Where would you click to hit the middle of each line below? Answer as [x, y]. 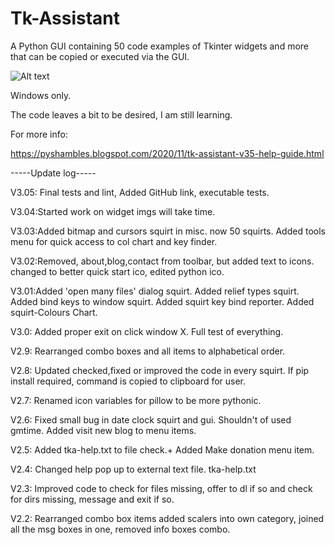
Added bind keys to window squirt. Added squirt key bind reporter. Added [162, 301]
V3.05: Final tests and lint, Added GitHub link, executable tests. [140, 192]
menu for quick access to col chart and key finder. [114, 241]
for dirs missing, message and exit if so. [92, 499]
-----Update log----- [53, 173]
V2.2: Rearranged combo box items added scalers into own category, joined [167, 518]
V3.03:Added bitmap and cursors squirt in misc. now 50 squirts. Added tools [168, 231]
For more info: [39, 134]
